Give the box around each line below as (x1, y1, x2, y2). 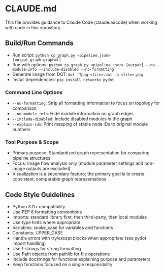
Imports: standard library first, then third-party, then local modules (12, 214, 147, 220)
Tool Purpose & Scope (5, 138, 59, 145)
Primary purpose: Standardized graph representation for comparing (12, 150, 150, 156)
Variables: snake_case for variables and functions (12, 225, 113, 230)
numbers (12, 127, 31, 133)
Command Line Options (5, 89, 63, 95)
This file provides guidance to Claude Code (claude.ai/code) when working (5, 19, 158, 25)
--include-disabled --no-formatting (38, 67, 114, 72)
